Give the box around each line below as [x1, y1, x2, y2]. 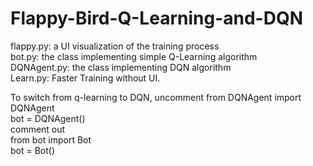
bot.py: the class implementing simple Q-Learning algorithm [10, 50, 258, 62]
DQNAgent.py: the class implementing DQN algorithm [10, 61, 232, 73]
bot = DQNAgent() [10, 112, 86, 124]
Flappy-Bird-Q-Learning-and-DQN [10, 7, 303, 30]
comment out [10, 123, 66, 135]
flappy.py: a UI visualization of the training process [10, 40, 220, 52]
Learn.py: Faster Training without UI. [10, 72, 161, 84]
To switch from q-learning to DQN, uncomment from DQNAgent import [10, 91, 302, 103]
